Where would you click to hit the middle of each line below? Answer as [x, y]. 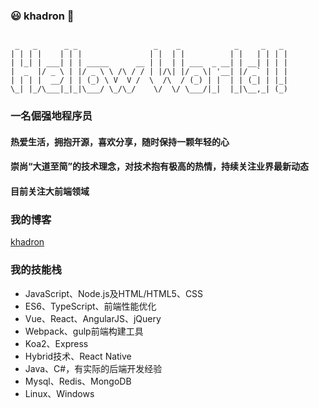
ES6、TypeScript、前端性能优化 [90, 306]
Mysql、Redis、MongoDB [78, 381]
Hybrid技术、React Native [78, 356]
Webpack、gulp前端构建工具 [84, 331]
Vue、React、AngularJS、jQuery [93, 318]
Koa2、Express [56, 343]
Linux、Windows [59, 393]
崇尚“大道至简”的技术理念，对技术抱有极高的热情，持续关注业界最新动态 [160, 166]
